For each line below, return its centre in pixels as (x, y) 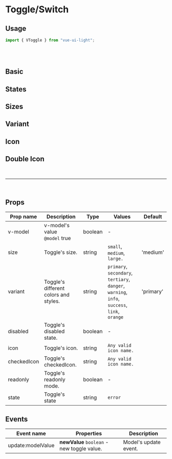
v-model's (57, 226)
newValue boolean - (84, 442)
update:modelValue (31, 446)
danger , (116, 286)
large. (115, 259)
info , (113, 299)
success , (117, 305)
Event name (31, 434)
